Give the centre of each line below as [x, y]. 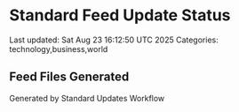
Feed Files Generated [69, 77]
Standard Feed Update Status [120, 15]
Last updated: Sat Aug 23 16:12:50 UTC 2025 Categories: [114, 40]
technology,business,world [59, 49]
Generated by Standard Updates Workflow [87, 98]
